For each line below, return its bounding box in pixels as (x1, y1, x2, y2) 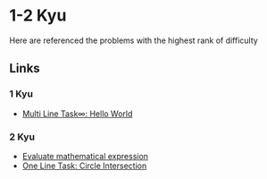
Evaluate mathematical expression (21, 150, 149, 161)
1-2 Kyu (9, 5, 67, 26)
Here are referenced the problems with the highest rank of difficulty (9, 35, 259, 46)
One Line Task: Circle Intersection (21, 160, 147, 171)
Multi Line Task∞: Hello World (21, 108, 133, 119)
